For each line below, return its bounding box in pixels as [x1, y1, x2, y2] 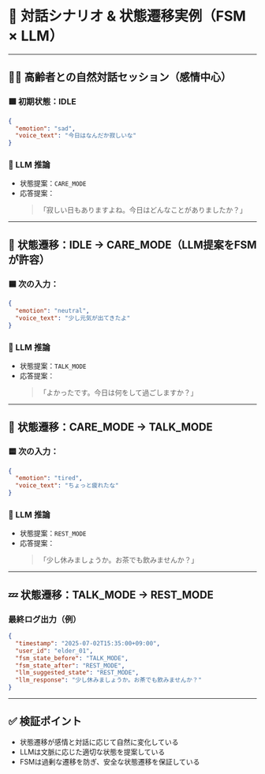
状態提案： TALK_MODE [19, 361, 87, 370]
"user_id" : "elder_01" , [15, 647, 93, 655]
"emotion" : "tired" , [15, 475, 83, 483]
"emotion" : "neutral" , [15, 306, 90, 314]
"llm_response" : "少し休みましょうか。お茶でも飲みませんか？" [15, 676, 203, 684]
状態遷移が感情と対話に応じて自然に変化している [19, 737, 179, 746]
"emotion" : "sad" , [15, 124, 77, 133]
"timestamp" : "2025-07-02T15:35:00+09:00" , [15, 639, 160, 648]
